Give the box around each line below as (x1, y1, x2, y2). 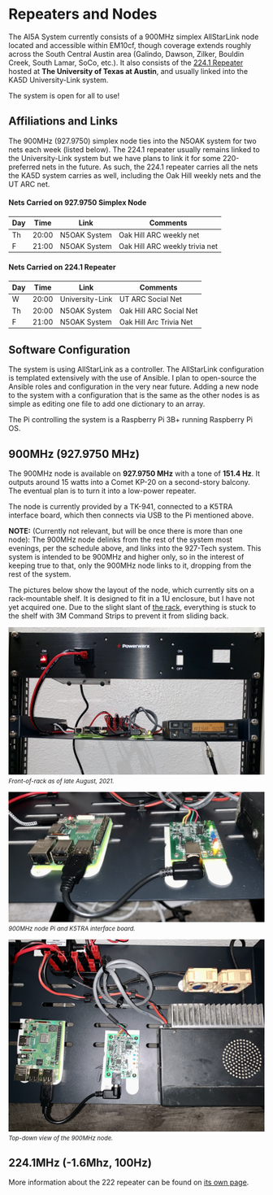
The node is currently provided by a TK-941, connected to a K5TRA (8, 502, 233, 512)
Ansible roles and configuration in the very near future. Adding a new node (8, 382, 259, 391)
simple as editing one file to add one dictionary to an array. (8, 399, 206, 409)
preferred (8, 162, 41, 172)
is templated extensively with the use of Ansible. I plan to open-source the (8, 373, 258, 383)
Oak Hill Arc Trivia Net (119, 316, 193, 326)
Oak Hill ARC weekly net (119, 229, 200, 240)
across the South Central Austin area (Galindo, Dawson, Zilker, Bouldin (8, 49, 245, 59)
